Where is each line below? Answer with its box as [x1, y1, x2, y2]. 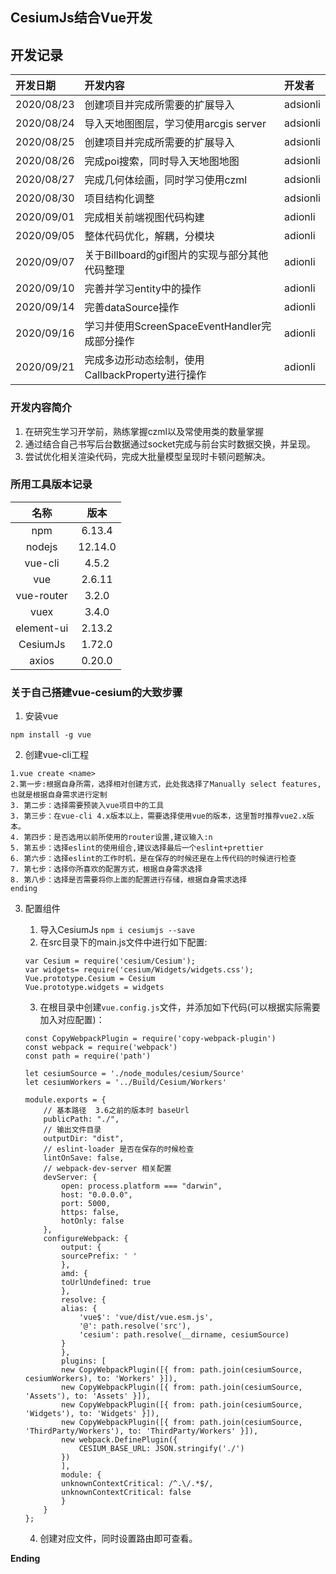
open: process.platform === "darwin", [61, 1181, 223, 1192]
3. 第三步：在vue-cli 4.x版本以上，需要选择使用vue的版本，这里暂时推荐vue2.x [10, 811, 307, 822]
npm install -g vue [10, 730, 92, 740]
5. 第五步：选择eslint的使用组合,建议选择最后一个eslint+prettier [10, 843, 264, 853]
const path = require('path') [24, 1051, 152, 1062]
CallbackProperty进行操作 [84, 368, 207, 382]
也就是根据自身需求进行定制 [10, 790, 108, 800]
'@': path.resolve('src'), [78, 1321, 192, 1332]
